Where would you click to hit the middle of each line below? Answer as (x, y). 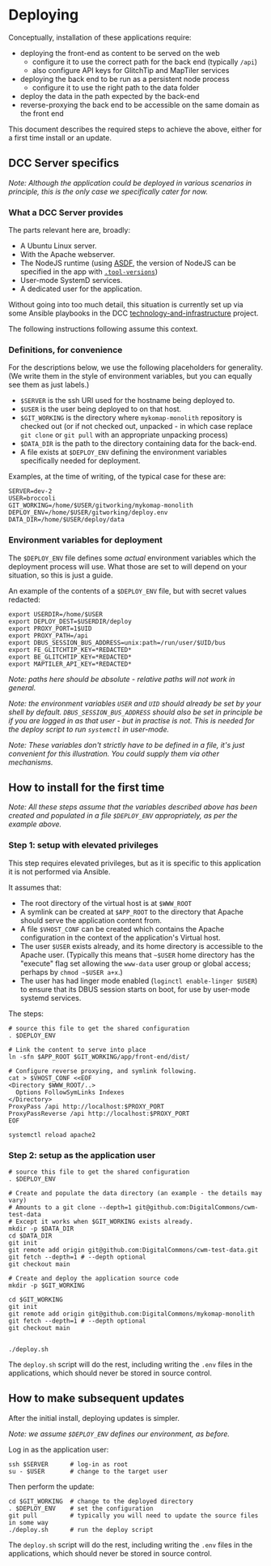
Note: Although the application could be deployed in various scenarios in (130, 182)
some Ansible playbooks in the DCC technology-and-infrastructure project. (133, 313)
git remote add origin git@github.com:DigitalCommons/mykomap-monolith (131, 1314)
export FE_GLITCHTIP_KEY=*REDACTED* (70, 650)
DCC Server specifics (64, 163)
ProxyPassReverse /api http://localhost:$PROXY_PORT (99, 1113)
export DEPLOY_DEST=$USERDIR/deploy (70, 621)
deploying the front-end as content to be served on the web (120, 53)
